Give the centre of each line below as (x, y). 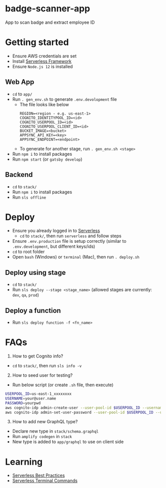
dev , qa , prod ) (26, 295)
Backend (19, 175)
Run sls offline (29, 197)
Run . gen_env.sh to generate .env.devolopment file (64, 99)
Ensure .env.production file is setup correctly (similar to (69, 241)
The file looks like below (44, 104)
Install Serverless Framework (42, 61)
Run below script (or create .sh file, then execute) (63, 385)
